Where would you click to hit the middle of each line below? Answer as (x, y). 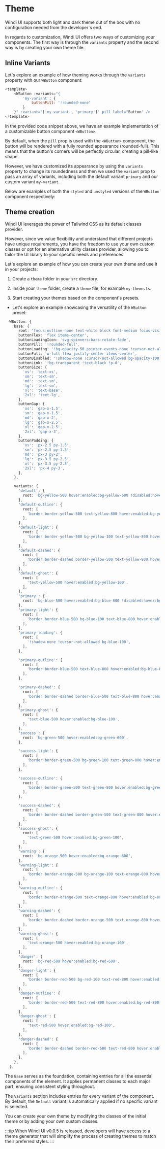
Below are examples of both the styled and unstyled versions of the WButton (82, 191)
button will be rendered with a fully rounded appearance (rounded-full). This (82, 146)
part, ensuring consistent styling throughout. (50, 1086)
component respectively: (30, 196)
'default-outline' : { (40, 505)
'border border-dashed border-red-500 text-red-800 (81, 1048)
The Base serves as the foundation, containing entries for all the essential (79, 1076)
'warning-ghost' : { (38, 934)
